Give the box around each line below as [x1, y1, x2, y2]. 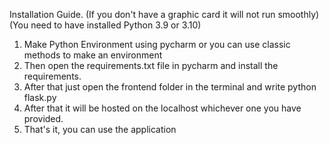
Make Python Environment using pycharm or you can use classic [23, 39, 291, 50]
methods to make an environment [23, 49, 163, 61]
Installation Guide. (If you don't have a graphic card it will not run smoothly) [9, 9, 320, 20]
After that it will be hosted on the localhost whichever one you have [23, 102, 302, 114]
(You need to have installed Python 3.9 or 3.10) [9, 19, 202, 31]
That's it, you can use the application [23, 124, 177, 135]
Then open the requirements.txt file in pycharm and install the [23, 60, 279, 71]
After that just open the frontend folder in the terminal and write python [23, 81, 317, 93]
